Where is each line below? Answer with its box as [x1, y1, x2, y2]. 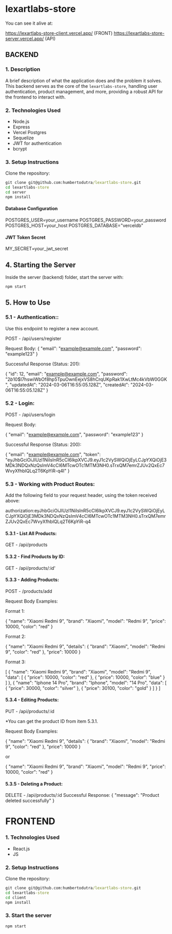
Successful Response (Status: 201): [5, 361, 81, 367]
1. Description [5, 66, 41, 73]
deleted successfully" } [5, 797, 55, 804]
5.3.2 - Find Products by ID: [5, 553, 65, 559]
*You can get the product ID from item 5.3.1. [5, 718, 99, 724]
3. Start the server [5, 912, 52, 919]
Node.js [12, 118, 30, 124]
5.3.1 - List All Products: [5, 530, 57, 536]
